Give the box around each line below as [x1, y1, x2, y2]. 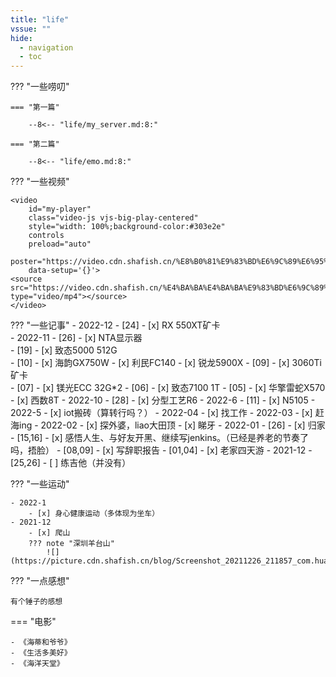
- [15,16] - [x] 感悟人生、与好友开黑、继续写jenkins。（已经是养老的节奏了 [10, 432, 310, 444]
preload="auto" [28, 239, 92, 250]
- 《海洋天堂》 [10, 659, 65, 669]
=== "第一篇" [10, 102, 60, 113]
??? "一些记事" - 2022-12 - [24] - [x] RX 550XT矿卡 [10, 319, 221, 331]
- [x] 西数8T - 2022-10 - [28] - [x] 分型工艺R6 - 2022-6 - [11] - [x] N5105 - [10, 394, 316, 406]
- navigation [19, 42, 74, 53]
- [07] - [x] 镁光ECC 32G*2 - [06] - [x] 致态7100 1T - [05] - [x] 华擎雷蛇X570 [10, 382, 326, 394]
